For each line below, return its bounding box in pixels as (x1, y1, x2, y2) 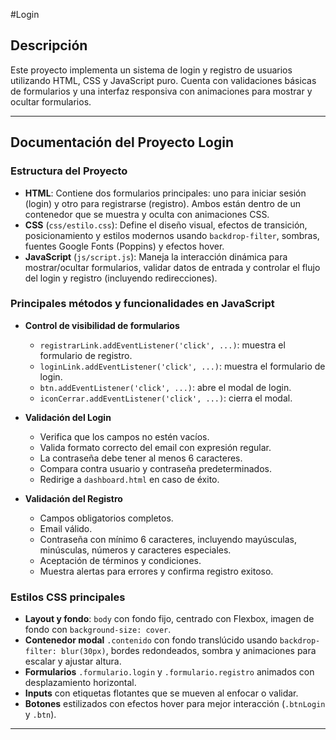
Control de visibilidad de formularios (24, 319, 180, 331)
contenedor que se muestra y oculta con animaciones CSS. (24, 208, 270, 220)
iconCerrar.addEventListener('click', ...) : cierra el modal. (39, 392, 293, 404)
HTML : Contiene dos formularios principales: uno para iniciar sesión (24, 187, 307, 199)
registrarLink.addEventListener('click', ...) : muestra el (39, 339, 286, 351)
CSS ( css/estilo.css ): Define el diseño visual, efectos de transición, (24, 219, 308, 231)
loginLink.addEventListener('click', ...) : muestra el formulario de (39, 360, 326, 372)
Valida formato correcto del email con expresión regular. (39, 441, 272, 453)
